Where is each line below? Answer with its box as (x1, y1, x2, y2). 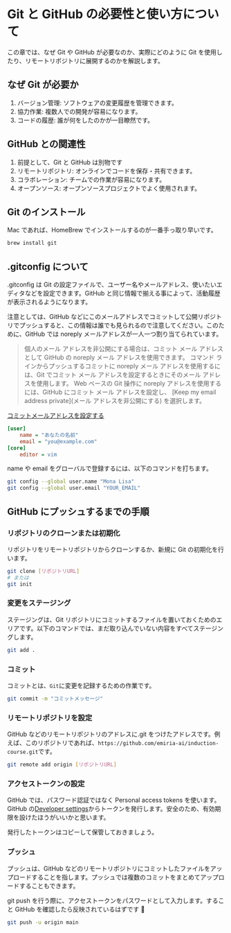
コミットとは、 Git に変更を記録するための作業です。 (7, 681, 156, 690)
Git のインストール (7, 206, 86, 218)
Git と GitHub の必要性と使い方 (7, 6, 183, 22)
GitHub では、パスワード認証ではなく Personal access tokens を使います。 (7, 796, 221, 805)
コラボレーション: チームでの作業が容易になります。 (17, 175, 166, 184)
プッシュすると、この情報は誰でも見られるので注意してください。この (19, 321, 219, 329)
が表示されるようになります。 (7, 298, 92, 306)
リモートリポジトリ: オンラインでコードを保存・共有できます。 (17, 166, 196, 175)
